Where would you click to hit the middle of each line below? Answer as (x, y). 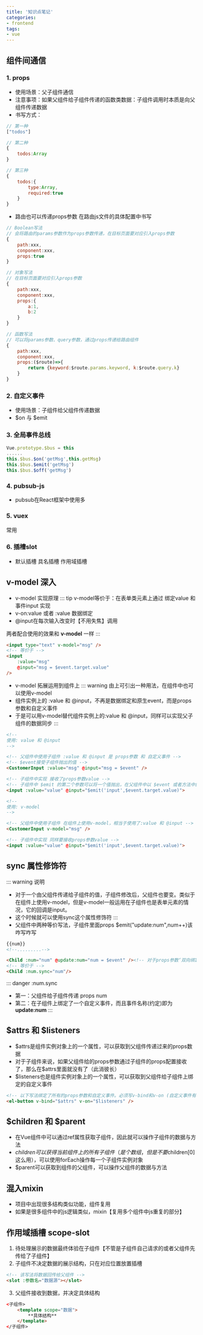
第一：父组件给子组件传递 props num (61, 996)
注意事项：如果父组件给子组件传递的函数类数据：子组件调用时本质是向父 (105, 99)
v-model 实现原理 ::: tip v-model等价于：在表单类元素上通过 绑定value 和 (105, 598)
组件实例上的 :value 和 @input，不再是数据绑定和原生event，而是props (103, 700)
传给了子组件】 (34, 1256)
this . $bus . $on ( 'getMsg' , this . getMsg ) (54, 459)
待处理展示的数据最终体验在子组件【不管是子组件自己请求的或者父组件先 (105, 1248)
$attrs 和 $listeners (43, 1030)
